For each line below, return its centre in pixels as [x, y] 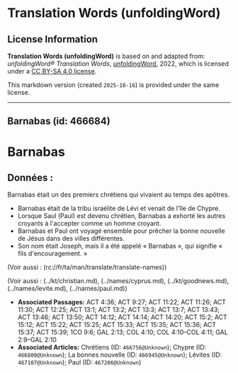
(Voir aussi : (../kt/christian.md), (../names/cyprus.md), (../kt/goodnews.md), [118, 281]
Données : [30, 177]
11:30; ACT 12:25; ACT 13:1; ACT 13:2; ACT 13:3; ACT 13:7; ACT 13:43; [119, 310]
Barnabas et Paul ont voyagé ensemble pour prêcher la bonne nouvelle [121, 231]
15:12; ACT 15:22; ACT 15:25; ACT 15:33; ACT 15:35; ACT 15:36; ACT [117, 325]
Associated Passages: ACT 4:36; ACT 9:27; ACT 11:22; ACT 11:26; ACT [122, 302]
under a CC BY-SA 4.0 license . [52, 71]
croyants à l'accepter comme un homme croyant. [89, 224]
